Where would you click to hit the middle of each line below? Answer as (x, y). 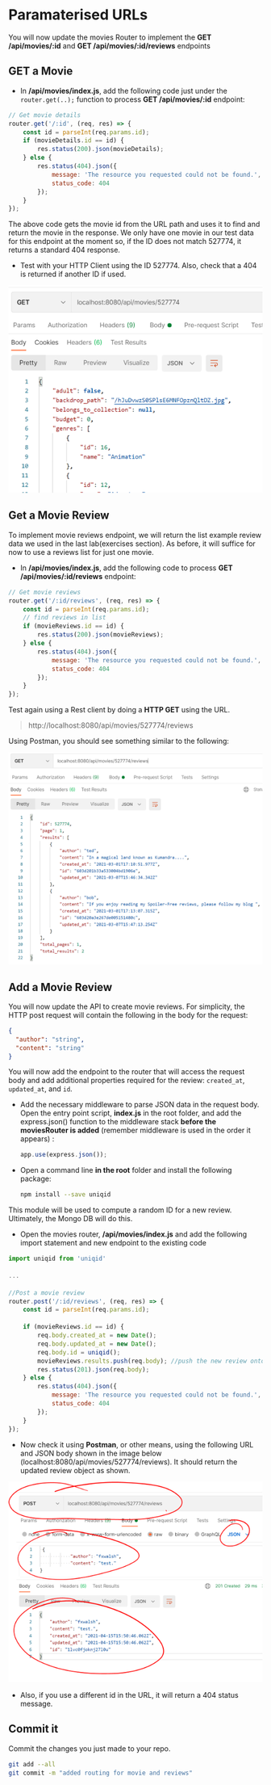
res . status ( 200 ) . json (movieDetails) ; (100, 149)
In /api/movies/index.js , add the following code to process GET (126, 568)
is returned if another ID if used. (73, 274)
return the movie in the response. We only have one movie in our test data (131, 233)
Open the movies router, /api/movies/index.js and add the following (133, 1234)
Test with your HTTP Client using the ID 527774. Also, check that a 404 (138, 266)
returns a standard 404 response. (65, 250)
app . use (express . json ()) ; (63, 1155)
